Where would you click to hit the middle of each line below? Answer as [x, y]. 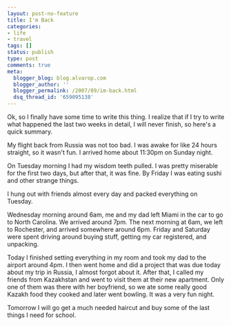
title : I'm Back [30, 20]
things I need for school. [42, 315]
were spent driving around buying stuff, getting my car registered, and [107, 237]
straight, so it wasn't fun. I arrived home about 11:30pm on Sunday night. [110, 152]
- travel [20, 39]
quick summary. [30, 132]
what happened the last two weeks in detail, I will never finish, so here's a [111, 124]
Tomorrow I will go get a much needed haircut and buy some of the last [109, 308]
